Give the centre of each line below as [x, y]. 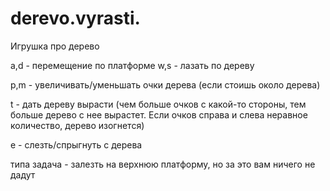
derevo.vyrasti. [75, 18]
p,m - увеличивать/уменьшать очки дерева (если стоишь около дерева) [165, 84]
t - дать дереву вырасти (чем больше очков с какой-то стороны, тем [158, 104]
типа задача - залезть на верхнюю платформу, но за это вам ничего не [163, 164]
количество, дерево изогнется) [77, 125]
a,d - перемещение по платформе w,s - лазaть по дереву [132, 65]
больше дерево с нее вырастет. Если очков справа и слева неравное [159, 114]
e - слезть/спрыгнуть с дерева [76, 144]
